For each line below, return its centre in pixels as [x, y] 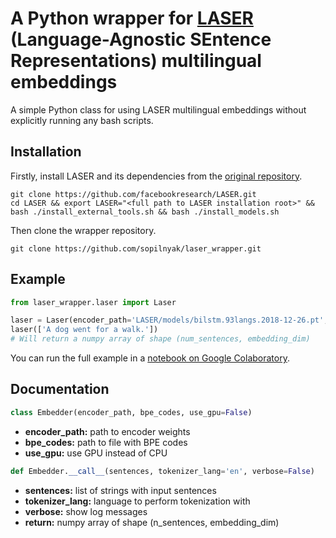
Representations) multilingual [136, 61]
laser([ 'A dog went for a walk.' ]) [84, 330]
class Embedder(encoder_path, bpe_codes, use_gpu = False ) [131, 412]
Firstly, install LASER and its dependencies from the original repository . [156, 176]
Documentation [60, 389]
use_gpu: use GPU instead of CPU [96, 453]
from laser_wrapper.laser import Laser [93, 302]
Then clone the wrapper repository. [83, 230]
